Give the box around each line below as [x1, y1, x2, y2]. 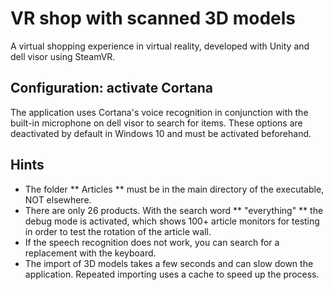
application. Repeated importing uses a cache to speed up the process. [24, 268, 320, 280]
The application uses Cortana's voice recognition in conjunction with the [10, 106, 309, 118]
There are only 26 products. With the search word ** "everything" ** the [24, 204, 324, 216]
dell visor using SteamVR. [10, 50, 116, 62]
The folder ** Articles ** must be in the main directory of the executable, [24, 183, 325, 195]
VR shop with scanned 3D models [10, 7, 297, 30]
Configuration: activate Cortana [10, 80, 213, 97]
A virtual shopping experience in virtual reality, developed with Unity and [10, 40, 310, 52]
